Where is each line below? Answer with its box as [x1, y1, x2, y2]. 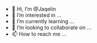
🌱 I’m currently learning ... [11, 18, 75, 24]
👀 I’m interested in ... [11, 12, 62, 19]
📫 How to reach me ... [11, 31, 66, 37]
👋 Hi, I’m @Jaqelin [11, 6, 56, 12]
